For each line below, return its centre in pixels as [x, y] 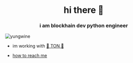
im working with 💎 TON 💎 [38, 46]
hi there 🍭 [84, 10]
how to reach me [30, 56]
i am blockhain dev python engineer [84, 26]
